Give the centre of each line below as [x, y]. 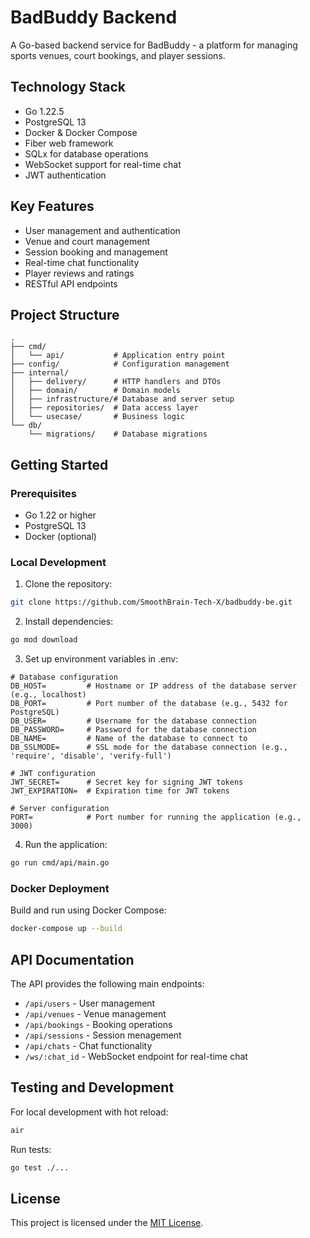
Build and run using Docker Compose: [88, 910]
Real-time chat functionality [82, 262]
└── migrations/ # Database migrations [118, 434]
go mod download [44, 640]
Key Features [52, 206]
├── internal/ [40, 373]
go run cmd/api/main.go [60, 863]
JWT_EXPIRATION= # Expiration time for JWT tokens [120, 791]
